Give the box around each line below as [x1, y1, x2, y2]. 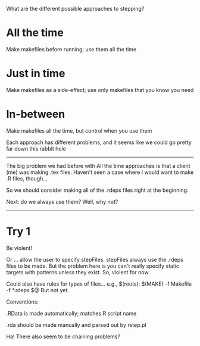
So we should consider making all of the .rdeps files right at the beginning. [6, 186, 189, 194]
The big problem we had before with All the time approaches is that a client [6, 162, 190, 169]
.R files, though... [6, 174, 48, 182]
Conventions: [6, 298, 39, 305]
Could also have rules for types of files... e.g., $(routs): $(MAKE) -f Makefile [6, 280, 192, 287]
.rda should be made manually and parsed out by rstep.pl [6, 321, 147, 328]
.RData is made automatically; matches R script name [6, 310, 137, 317]
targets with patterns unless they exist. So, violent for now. [6, 268, 150, 275]
